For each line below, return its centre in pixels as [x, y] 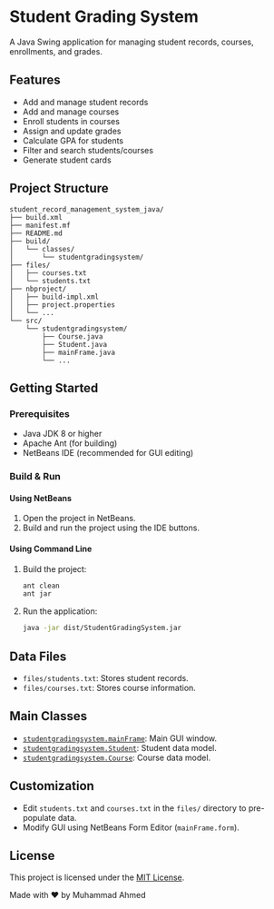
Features [35, 80]
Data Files [38, 656]
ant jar [37, 594]
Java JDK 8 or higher [62, 434]
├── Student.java [74, 344]
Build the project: [54, 568]
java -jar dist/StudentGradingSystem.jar [102, 628]
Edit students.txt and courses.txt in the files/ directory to [134, 808]
